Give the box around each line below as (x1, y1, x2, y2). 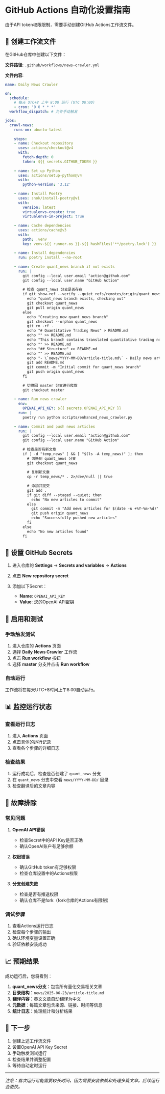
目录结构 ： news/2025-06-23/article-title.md (12, 990, 104, 996)
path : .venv (23, 237, 47, 242)
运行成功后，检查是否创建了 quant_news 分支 (12, 771, 101, 777)
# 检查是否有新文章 (23, 447, 56, 452)
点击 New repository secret (12, 573, 69, 579)
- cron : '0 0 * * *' (14, 105, 56, 110)
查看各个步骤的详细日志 (12, 745, 60, 751)
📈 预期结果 (5, 957, 39, 965)
